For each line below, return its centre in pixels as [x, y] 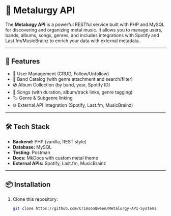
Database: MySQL [32, 147]
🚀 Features [23, 61]
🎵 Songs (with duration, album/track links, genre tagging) [73, 92]
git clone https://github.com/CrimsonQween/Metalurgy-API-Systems [84, 209]
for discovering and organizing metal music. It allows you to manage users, [84, 29]
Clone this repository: [35, 199]
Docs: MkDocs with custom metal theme [55, 158]
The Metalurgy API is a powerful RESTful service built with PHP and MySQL [85, 24]
